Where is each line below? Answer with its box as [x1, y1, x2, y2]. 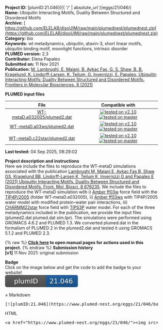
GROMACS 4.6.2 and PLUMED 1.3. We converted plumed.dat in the [5, 220, 139, 225]
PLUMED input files [5, 91, 45, 97]
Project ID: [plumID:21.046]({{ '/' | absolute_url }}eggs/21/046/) [5, 5, 132, 10]
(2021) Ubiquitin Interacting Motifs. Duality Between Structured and [5, 178, 140, 184]
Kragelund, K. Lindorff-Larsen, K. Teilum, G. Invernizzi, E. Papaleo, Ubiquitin [5, 72, 157, 77]
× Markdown [5, 292, 31, 298]
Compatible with [101, 102, 136, 108]
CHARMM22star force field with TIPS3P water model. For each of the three [5, 204, 155, 210]
